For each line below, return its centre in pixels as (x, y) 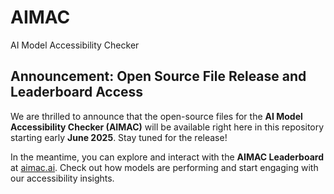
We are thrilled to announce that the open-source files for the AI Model (156, 116)
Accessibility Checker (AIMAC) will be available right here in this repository (167, 127)
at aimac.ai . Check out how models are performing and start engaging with (164, 167)
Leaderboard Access (77, 92)
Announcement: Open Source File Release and (158, 76)
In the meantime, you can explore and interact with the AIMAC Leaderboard (167, 157)
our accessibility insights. (62, 178)
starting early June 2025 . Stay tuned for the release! (119, 137)
